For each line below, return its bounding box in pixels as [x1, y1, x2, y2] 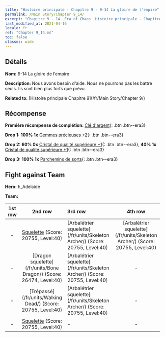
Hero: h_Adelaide [5, 184, 40, 190]
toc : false [5, 35, 27, 40]
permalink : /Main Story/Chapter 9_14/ [5, 12, 84, 17]
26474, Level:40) [22, 277, 62, 284]
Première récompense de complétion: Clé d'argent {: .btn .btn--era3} [5, 122, 146, 128]
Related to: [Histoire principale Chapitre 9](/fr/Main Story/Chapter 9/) [5, 95, 145, 101]
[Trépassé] [29, 288, 55, 295]
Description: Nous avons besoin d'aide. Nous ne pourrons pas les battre [5, 80, 152, 86]
